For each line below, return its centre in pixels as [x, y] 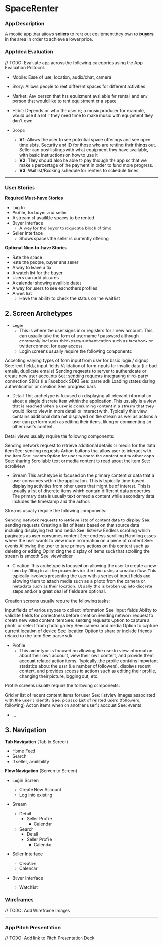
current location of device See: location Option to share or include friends [79, 631]
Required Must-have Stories [34, 198]
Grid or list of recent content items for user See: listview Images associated [80, 695]
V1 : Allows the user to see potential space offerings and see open [85, 139]
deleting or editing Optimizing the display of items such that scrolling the [78, 551]
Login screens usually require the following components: [76, 351]
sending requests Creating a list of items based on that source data [72, 525]
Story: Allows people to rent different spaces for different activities [79, 86]
